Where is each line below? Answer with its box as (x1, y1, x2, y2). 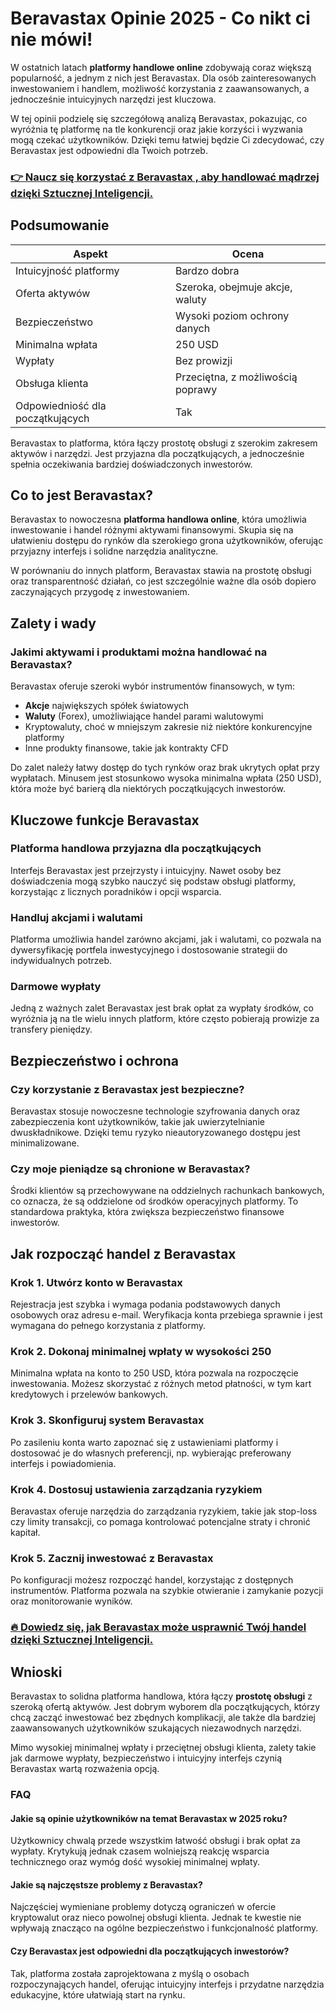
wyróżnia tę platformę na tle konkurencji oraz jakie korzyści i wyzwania (10, 123, 303, 135)
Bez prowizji (174, 353, 233, 367)
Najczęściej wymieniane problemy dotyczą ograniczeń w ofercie (10, 1901, 277, 1913)
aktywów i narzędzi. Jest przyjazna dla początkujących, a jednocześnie (10, 447, 305, 459)
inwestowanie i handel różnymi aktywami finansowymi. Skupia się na (10, 524, 294, 536)
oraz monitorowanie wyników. (10, 1595, 133, 1607)
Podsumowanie (10, 217, 110, 234)
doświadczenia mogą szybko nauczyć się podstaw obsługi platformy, (10, 875, 297, 887)
